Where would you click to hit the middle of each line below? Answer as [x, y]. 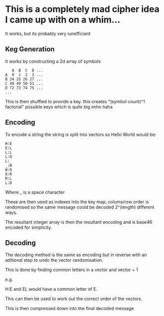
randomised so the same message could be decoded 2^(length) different [80, 207]
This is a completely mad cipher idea [82, 9]
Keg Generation [30, 49]
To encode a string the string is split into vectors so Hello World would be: [81, 134]
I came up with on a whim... [63, 20]
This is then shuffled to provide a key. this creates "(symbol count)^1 [75, 101]
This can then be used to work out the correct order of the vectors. [74, 299]
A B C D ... [27, 70]
